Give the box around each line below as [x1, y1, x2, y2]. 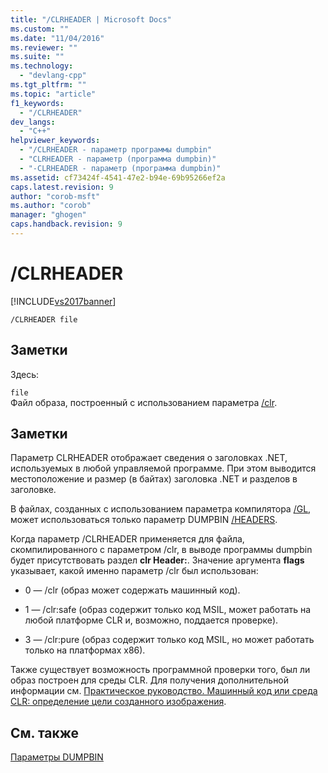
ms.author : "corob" [10, 201, 92, 211]
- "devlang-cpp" [19, 71, 87, 81]
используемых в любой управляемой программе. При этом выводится [10, 462, 317, 475]
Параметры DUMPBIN [10, 751, 104, 763]
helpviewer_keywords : [10, 136, 101, 146]
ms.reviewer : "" [10, 42, 78, 53]
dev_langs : [10, 117, 56, 127]
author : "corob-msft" [10, 191, 101, 201]
